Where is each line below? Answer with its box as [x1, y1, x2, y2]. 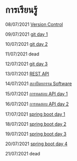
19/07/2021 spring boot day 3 [5, 130, 67, 137]
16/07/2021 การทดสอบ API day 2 [5, 101, 69, 107]
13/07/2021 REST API [5, 70, 50, 76]
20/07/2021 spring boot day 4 [5, 141, 67, 147]
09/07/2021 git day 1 [5, 31, 48, 37]
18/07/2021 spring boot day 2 [5, 121, 67, 127]
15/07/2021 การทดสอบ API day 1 [5, 91, 68, 97]
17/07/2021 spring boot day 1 [5, 111, 65, 117]
